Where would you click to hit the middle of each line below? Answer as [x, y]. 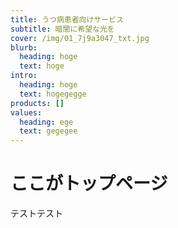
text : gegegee [48, 131]
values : [26, 112]
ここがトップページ [89, 183]
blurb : [24, 47]
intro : [24, 76]
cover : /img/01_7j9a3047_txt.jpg [80, 38]
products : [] [37, 103]
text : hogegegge [53, 94]
